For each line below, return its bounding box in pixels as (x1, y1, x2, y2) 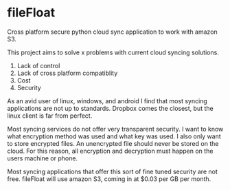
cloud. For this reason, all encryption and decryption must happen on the (7, 147, 214, 155)
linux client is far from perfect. (7, 112, 93, 120)
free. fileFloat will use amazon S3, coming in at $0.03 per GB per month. (7, 174, 211, 183)
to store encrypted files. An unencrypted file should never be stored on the (7, 139, 219, 147)
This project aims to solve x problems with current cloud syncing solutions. (7, 48, 220, 56)
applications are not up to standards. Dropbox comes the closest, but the (7, 104, 214, 112)
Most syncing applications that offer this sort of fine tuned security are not (7, 167, 218, 176)
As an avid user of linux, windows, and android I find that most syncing (7, 96, 207, 105)
